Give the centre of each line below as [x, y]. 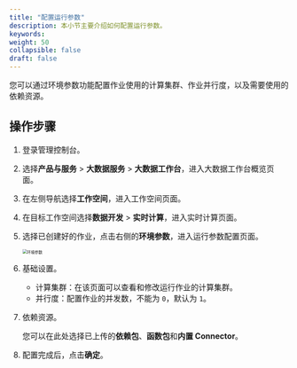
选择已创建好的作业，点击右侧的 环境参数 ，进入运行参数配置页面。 [142, 236]
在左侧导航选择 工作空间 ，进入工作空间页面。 [104, 198]
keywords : [27, 34]
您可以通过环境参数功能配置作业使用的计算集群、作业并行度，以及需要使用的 [149, 85]
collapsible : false [45, 51]
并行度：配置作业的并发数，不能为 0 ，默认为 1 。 [123, 298]
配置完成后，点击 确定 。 [65, 355]
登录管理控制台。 [53, 149]
